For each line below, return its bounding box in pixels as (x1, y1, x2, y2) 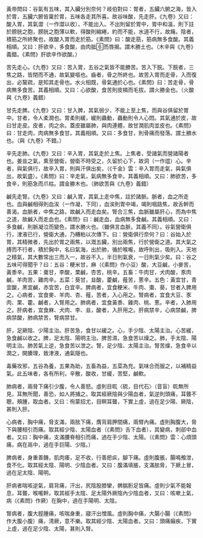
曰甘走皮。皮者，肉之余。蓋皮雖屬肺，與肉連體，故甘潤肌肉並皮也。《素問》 (6, 122, 195, 129)
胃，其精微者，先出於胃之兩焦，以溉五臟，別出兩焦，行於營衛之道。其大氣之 (6, 238, 197, 245)
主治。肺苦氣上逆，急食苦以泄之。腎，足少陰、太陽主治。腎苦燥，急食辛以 (11, 342, 197, 349)
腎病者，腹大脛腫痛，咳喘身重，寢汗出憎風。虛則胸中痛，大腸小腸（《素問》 (6, 510, 195, 517)
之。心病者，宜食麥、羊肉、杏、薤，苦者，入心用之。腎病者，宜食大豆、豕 (6, 291, 192, 298)
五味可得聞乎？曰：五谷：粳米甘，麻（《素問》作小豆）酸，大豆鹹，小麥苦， (6, 261, 195, 268)
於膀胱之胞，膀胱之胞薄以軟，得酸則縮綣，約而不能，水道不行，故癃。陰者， (6, 28, 197, 35)
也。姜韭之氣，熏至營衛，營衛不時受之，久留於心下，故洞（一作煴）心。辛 (6, 157, 192, 165)
